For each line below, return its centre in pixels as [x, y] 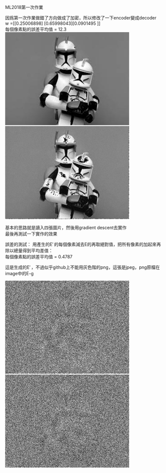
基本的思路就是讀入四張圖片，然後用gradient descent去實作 [66, 228]
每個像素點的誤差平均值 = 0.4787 [39, 257]
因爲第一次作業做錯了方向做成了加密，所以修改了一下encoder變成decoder [81, 18]
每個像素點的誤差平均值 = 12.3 [36, 29]
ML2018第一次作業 [24, 7]
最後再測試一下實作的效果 [31, 234]
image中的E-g [19, 273]
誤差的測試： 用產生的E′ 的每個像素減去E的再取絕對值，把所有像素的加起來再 [83, 244]
